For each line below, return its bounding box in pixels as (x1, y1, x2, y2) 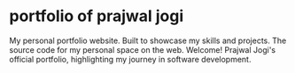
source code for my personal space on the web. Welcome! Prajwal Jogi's (9, 44, 276, 55)
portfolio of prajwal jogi (9, 6, 184, 26)
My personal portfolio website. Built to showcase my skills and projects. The (9, 35, 287, 46)
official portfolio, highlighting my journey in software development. (9, 54, 252, 64)
